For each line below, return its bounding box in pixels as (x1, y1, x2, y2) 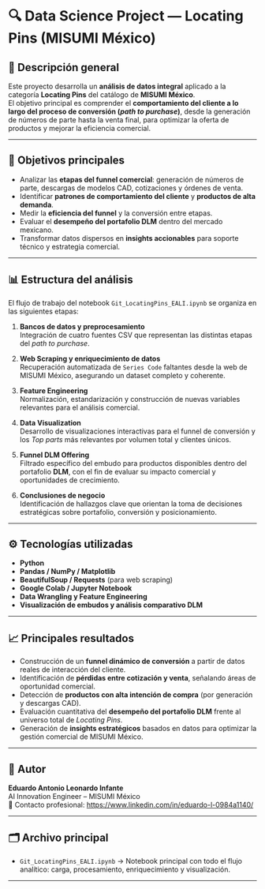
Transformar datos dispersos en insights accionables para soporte (19, 233, 239, 242)
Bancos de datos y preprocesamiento (19, 321, 145, 331)
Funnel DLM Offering (19, 450, 90, 460)
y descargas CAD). (19, 699, 81, 708)
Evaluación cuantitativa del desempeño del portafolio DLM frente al (19, 707, 241, 716)
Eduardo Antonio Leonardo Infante (8, 783, 124, 793)
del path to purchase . (19, 338, 90, 348)
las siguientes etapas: (8, 306, 79, 316)
